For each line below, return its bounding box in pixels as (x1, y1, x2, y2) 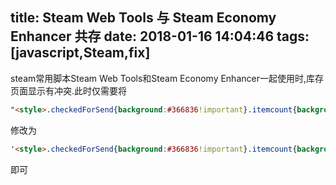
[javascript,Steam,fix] (10, 44, 151, 62)
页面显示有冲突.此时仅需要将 (10, 84, 128, 97)
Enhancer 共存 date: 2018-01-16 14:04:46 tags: (10, 28, 310, 45)
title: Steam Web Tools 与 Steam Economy (10, 9, 277, 27)
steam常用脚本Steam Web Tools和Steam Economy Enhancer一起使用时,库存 (10, 72, 324, 84)
